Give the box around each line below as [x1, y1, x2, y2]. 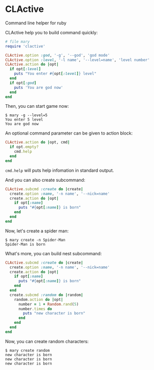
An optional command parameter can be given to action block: [5, 130, 133, 136]
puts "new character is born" [23, 311, 85, 316]
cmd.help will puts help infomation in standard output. [5, 167, 114, 173]
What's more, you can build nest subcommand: [5, 250, 102, 256]
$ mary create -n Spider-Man [5, 237, 66, 242]
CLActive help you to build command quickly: [5, 29, 98, 35]
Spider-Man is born [5, 242, 46, 247]
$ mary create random [5, 348, 50, 353]
